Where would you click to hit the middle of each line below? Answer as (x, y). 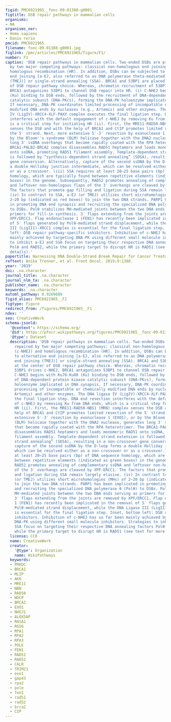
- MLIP (17, 574)
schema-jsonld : (21, 323)
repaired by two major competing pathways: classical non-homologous (90, 347)
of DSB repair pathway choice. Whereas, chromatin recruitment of (82, 86)
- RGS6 (17, 626)
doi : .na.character (26, 271)
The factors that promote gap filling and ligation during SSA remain (86, 190)
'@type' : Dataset (28, 337)
